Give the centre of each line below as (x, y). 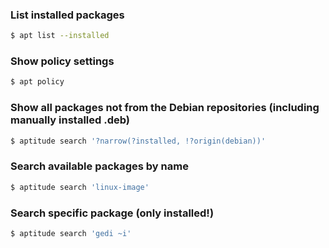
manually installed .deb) (70, 120)
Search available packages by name (99, 166)
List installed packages (67, 15)
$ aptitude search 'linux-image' (80, 187)
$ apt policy (37, 82)
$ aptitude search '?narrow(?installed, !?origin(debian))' (138, 141)
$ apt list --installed (60, 36)
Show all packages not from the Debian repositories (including (165, 108)
